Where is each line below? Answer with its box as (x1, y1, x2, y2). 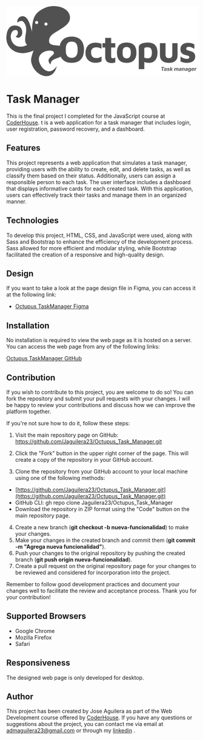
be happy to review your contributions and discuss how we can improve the (6, 402, 196, 408)
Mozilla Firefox (15, 634, 52, 641)
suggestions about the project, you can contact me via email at (6, 721, 164, 728)
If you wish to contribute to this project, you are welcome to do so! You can (6, 389, 194, 396)
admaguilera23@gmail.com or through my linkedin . (6, 727, 135, 735)
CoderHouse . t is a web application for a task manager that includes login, (6, 118, 191, 126)
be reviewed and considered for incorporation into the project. (15, 569, 171, 576)
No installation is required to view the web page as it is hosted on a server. (6, 337, 192, 344)
